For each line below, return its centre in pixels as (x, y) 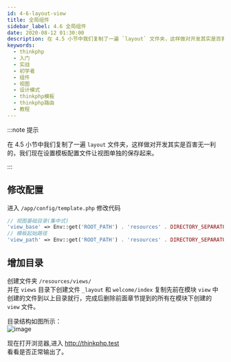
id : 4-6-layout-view (37, 13)
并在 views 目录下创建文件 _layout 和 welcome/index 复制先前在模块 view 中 (113, 289)
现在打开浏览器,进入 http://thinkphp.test (63, 343)
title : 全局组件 (28, 20)
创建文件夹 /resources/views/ (49, 281)
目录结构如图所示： (34, 321)
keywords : (21, 45)
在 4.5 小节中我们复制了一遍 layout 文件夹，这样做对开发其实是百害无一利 (112, 144)
